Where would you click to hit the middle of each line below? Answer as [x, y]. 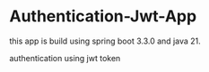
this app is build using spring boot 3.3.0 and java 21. [105, 41]
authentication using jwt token [65, 58]
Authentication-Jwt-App [103, 16]
